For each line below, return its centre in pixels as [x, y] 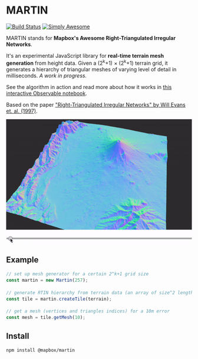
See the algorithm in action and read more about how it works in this [89, 87]
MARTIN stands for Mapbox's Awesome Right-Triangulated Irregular [91, 38]
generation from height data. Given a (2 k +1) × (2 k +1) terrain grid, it [87, 62]
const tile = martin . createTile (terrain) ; [59, 299]
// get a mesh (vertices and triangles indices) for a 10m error [88, 311]
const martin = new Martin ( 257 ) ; [47, 281]
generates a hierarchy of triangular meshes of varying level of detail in [91, 69]
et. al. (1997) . [22, 111]
